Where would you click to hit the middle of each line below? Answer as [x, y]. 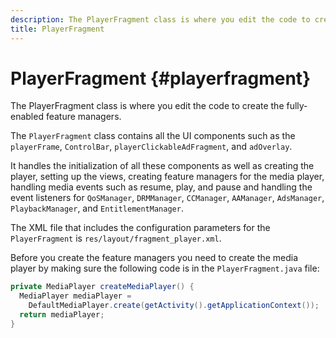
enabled [27, 117]
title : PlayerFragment [57, 29]
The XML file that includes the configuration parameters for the [140, 228]
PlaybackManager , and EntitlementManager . [97, 208]
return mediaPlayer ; [62, 315]
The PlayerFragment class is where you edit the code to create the [147, 106]
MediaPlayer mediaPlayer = [75, 296]
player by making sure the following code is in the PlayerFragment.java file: [165, 268]
